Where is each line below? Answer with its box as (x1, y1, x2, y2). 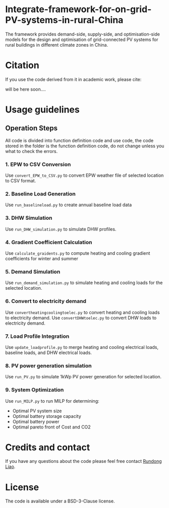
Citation (5, 60, 39, 71)
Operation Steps (5, 124, 58, 133)
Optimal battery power (12, 418, 60, 424)
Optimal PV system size (12, 408, 62, 414)
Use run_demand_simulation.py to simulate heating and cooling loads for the (5, 280, 163, 286)
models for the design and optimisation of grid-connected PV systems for (5, 36, 158, 43)
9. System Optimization (5, 386, 64, 394)
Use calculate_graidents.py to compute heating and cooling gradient (5, 250, 150, 256)
